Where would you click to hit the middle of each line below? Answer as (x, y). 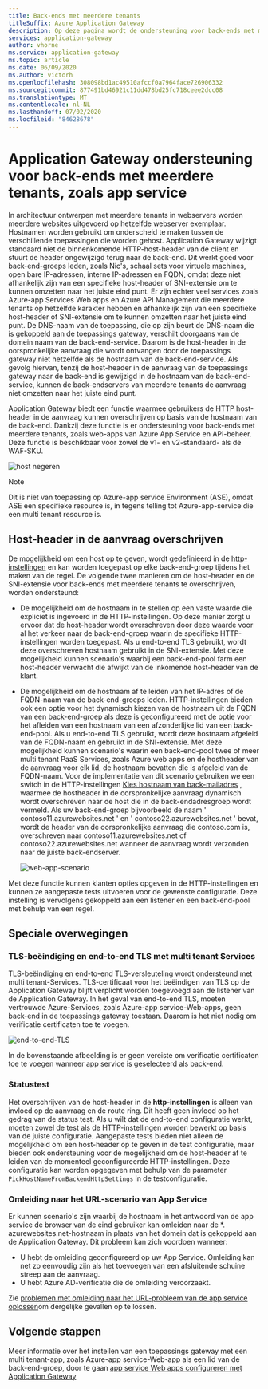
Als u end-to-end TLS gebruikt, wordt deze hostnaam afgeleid (156, 733)
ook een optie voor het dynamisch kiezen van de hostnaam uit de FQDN (138, 708)
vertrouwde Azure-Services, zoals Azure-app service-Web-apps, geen (125, 1008)
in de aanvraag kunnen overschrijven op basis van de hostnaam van (145, 416)
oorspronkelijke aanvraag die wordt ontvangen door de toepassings (120, 350)
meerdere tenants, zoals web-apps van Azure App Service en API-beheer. (130, 434)
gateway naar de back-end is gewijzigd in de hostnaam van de (111, 376)
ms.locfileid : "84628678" (51, 120)
